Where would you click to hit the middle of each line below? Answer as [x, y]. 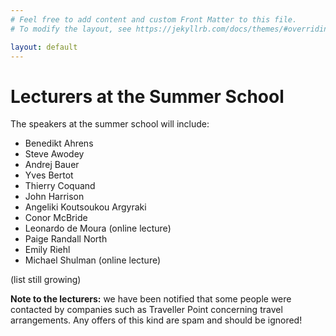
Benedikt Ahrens [59, 143]
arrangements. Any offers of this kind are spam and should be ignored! [156, 320]
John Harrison [54, 197]
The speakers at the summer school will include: [110, 124]
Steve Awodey [54, 154]
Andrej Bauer [52, 165]
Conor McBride [56, 218]
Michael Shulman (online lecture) [93, 260]
